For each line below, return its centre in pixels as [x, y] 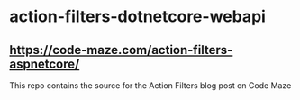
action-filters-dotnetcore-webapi [137, 17]
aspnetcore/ [45, 64]
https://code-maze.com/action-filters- [121, 50]
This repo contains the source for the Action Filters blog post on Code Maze [150, 86]
